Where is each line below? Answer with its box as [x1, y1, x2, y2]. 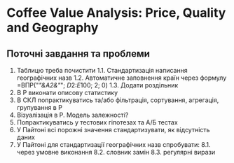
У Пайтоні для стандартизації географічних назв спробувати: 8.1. [16, 141, 211, 148]
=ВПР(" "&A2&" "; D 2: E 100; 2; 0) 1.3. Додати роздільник [16, 81, 179, 89]
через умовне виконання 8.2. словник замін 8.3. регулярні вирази [16, 148, 215, 156]
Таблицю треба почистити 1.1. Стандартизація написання [16, 66, 188, 74]
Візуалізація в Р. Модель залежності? [16, 111, 129, 119]
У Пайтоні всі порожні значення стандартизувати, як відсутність [16, 126, 210, 134]
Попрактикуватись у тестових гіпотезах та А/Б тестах [16, 118, 178, 127]
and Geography [6, 20, 99, 36]
